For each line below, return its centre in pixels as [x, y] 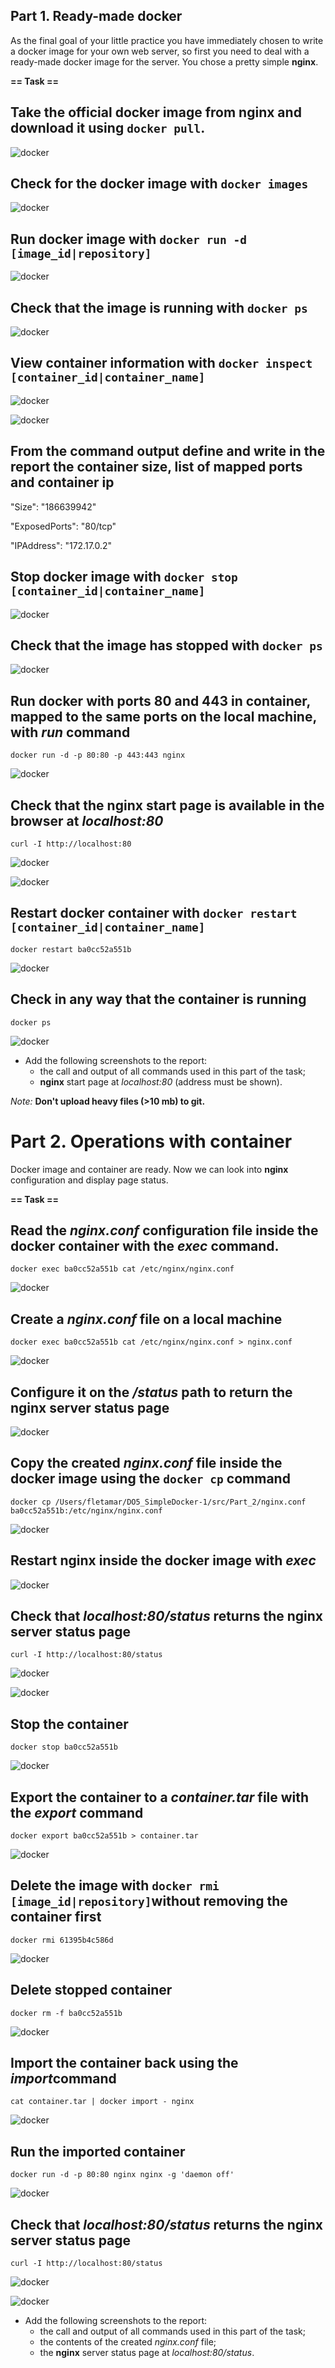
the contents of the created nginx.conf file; [128, 2342]
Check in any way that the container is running [158, 999]
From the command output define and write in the [168, 451]
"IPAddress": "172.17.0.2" [61, 545]
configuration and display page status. [89, 1180]
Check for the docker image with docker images [159, 184]
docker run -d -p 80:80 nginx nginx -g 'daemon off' [122, 2175]
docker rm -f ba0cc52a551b [66, 2013]
